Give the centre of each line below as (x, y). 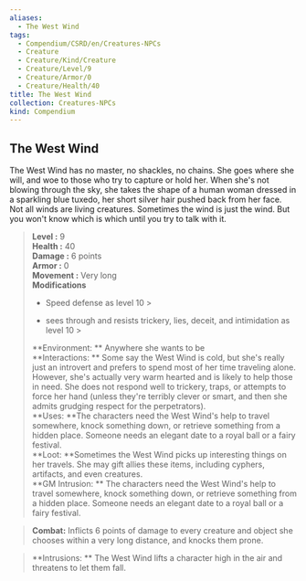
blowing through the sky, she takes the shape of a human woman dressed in (153, 190)
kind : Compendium (42, 111)
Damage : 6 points (67, 256)
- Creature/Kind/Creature (67, 60)
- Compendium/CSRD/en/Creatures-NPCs (90, 43)
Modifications (59, 285)
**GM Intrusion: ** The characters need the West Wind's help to (154, 484)
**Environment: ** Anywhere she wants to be (118, 348)
